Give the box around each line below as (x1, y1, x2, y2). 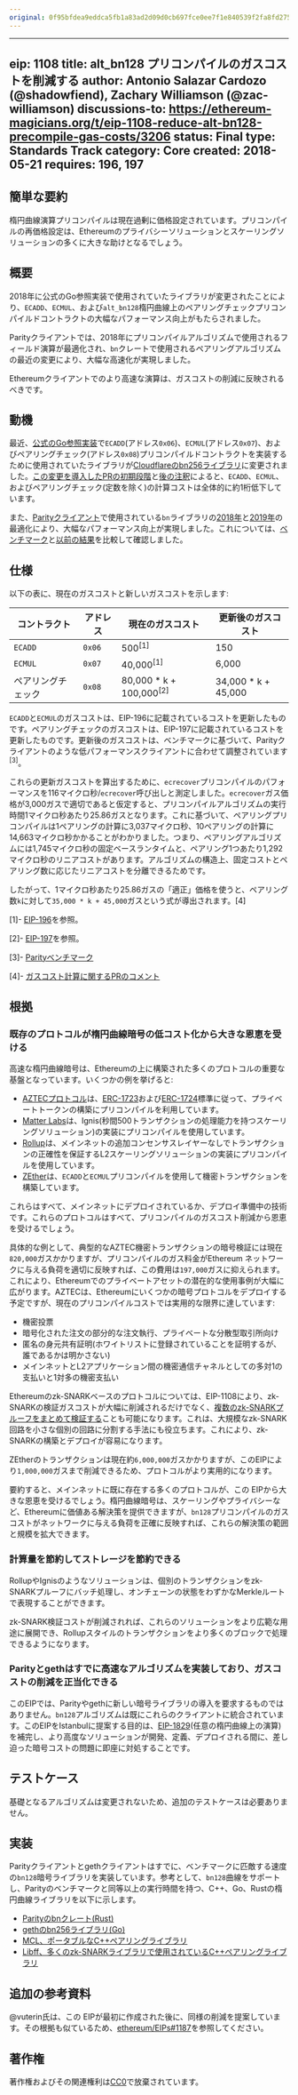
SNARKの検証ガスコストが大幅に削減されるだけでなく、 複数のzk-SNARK (9, 1402, 277, 1413)
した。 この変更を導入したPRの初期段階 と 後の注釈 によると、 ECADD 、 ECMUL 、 (9, 471, 284, 482)
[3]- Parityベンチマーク (9, 952, 94, 963)
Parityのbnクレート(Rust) (21, 1913, 114, 1924)
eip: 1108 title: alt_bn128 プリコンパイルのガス (9, 57, 264, 72)
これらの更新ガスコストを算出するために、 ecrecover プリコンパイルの (9, 776, 263, 787)
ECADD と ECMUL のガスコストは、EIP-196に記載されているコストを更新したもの (9, 712, 286, 723)
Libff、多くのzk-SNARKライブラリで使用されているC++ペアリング (21, 1947, 264, 1957)
